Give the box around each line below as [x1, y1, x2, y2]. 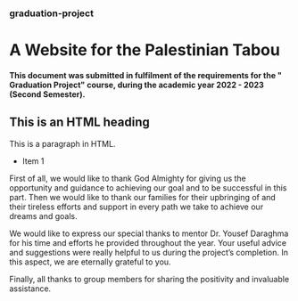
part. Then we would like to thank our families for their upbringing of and [9, 191, 277, 202]
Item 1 [21, 155, 45, 167]
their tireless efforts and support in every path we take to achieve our [9, 201, 264, 212]
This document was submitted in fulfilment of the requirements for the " [9, 69, 283, 80]
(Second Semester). [9, 88, 86, 100]
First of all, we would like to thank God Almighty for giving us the [9, 173, 247, 183]
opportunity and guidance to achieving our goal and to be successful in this [9, 182, 287, 193]
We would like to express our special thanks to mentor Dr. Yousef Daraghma [9, 228, 289, 239]
